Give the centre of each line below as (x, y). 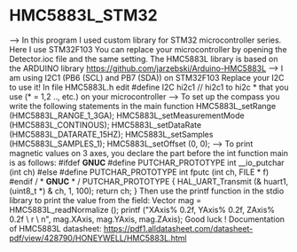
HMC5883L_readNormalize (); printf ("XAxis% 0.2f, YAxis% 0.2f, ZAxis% (142, 209)
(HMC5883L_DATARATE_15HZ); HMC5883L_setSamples (111, 134)
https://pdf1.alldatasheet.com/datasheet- (178, 228)
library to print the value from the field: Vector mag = (106, 200)
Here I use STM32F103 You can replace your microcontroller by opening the (148, 49)
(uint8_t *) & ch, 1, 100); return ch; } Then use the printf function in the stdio (147, 191)
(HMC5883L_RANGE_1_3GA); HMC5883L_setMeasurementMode (127, 115)
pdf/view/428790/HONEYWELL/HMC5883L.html (98, 238)
